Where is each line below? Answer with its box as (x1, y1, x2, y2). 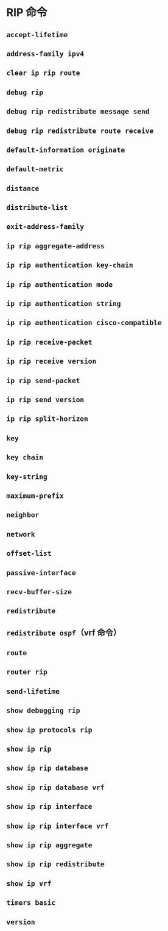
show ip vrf (6, 879, 52, 888)
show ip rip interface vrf (6, 821, 109, 830)
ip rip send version (6, 395, 85, 404)
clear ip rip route (6, 68, 80, 77)
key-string (6, 472, 47, 481)
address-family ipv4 (6, 49, 85, 58)
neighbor (6, 511, 40, 519)
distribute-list (6, 203, 68, 212)
